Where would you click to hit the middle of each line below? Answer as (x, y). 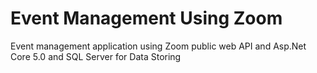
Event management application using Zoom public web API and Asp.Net (158, 46)
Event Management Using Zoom (146, 18)
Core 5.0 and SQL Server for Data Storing (96, 56)
